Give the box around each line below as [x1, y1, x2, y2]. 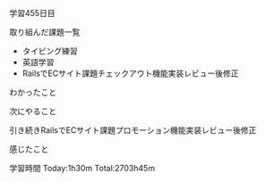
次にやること [9, 106, 56, 116]
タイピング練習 [21, 45, 78, 56]
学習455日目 [9, 8, 56, 18]
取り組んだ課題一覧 [9, 27, 81, 37]
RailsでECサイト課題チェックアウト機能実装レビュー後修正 [21, 68, 239, 79]
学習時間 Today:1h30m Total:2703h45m [9, 163, 155, 173]
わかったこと [9, 87, 56, 97]
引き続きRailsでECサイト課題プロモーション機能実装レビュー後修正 [9, 125, 257, 136]
